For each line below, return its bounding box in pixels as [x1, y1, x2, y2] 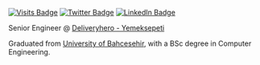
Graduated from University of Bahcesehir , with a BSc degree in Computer [8, 39, 252, 48]
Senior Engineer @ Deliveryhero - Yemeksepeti [8, 23, 165, 32]
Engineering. [8, 47, 51, 56]
